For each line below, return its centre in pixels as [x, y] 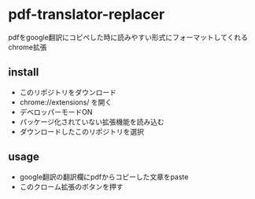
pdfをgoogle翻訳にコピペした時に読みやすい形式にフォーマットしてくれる [128, 37]
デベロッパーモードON [56, 112]
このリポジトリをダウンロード [68, 92]
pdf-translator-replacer [87, 15]
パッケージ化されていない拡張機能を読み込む [92, 122]
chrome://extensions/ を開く [66, 102]
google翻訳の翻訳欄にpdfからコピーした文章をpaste [104, 177]
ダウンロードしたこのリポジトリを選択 [81, 131]
